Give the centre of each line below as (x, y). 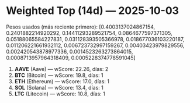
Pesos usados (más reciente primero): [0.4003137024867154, (81, 27)
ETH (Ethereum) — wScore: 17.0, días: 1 (62, 81)
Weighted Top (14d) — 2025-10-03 (93, 11)
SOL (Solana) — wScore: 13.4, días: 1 (59, 87)
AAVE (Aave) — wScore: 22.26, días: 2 (61, 69)
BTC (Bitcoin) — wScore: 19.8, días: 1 (59, 75)
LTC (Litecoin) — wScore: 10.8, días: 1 (60, 94)
